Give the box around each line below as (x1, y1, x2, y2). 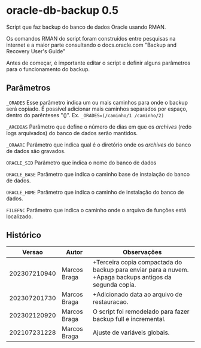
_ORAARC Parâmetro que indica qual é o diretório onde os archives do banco (6, 141, 191, 148)
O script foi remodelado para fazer (92, 307, 190, 316)
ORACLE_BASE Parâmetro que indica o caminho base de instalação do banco (6, 170, 190, 178)
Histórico (6, 230, 42, 240)
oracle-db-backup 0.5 (6, 4, 118, 17)
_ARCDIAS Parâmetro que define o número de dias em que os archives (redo (6, 123, 192, 130)
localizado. (6, 213, 33, 220)
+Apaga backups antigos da (92, 273, 172, 281)
